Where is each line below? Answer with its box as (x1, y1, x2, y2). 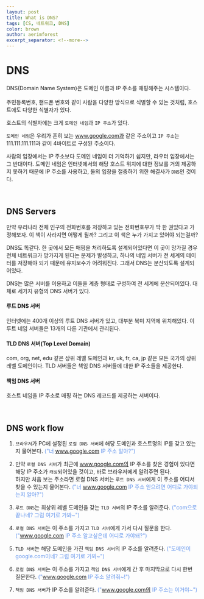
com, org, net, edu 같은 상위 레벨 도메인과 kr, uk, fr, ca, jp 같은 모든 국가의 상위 (6, 355, 197, 362)
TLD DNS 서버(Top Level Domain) (6, 339, 91, 347)
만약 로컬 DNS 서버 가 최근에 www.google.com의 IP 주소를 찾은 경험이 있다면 (15, 461, 195, 468)
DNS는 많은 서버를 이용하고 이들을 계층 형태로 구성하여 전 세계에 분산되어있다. (6, 280, 192, 287)
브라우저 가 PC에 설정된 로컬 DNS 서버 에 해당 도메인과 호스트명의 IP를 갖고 (15, 440, 185, 447)
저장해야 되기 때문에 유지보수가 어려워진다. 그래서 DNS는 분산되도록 (17, 259, 178, 266)
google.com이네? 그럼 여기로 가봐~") (15, 553, 105, 560)
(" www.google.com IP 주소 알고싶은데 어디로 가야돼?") (15, 532, 147, 539)
